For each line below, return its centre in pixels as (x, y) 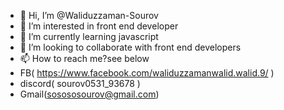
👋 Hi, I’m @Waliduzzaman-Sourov (89, 15)
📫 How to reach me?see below (84, 58)
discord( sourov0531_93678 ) (80, 83)
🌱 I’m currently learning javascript (89, 36)
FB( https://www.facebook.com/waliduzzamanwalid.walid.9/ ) (147, 73)
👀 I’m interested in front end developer (99, 26)
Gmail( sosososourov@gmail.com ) (89, 94)
